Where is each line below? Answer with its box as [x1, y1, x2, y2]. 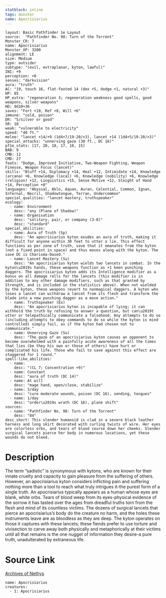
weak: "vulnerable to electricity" [5, 126, 79, 131]
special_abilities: [5, 226, 46, 231]
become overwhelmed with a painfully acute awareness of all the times [5, 339, 156, 344]
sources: [5, 404, 23, 409]
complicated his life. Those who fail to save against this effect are [5, 348, 156, 353]
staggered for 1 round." [5, 352, 56, 357]
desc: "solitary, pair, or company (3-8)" [14, 217, 103, 222]
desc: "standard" [14, 222, 50, 227]
